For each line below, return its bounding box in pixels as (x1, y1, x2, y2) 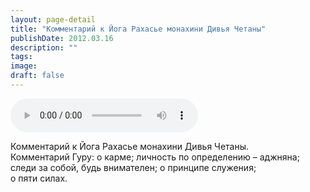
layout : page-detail (10, 14, 97, 25)
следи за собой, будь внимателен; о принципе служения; (10, 161, 257, 173)
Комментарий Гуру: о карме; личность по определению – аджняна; (10, 151, 300, 163)
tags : (10, 52, 33, 62)
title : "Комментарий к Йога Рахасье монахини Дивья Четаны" (10, 24, 267, 34)
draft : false (10, 71, 65, 81)
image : (10, 61, 38, 71)
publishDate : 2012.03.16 (10, 33, 114, 43)
